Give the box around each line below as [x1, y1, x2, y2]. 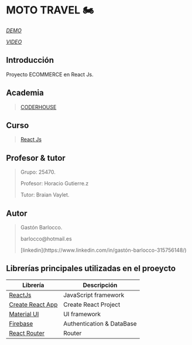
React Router [9, 329, 45, 337]
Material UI [9, 310, 39, 318]
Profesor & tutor [6, 153, 66, 163]
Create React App [9, 300, 58, 309]
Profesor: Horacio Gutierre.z [20, 180, 89, 187]
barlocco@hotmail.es [20, 235, 72, 242]
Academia [6, 88, 44, 98]
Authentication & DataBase [63, 319, 137, 327]
